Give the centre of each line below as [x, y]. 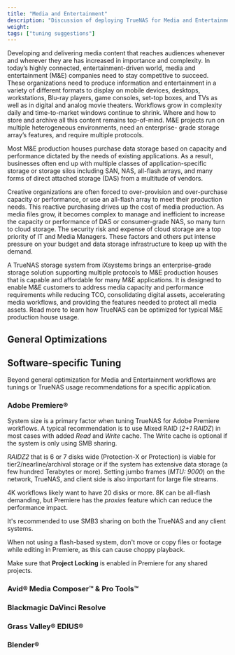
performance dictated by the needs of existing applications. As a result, [110, 156]
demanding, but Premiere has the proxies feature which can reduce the [110, 500]
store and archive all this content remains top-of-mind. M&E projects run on [116, 120]
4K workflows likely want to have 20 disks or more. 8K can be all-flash [109, 492]
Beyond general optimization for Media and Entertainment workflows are [112, 380]
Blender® [23, 645]
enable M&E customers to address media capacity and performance [106, 287]
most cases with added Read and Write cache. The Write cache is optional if [117, 436]
